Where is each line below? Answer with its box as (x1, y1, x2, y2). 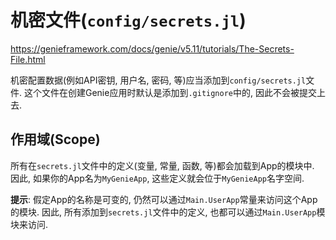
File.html (10, 53, 46, 65)
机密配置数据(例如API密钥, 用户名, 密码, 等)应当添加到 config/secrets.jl (10, 74, 307, 86)
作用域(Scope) (10, 131, 101, 148)
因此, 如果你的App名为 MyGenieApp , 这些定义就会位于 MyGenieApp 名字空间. (10, 172, 305, 184)
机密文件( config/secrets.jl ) (10, 9, 247, 32)
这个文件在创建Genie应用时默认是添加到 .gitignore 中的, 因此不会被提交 (23, 86, 317, 98)
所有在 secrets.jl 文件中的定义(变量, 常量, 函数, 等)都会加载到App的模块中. (10, 159, 315, 171)
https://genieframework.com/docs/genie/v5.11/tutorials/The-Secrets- (10, 42, 295, 55)
